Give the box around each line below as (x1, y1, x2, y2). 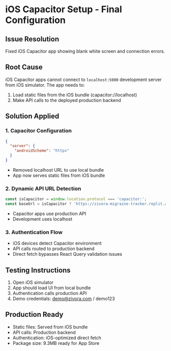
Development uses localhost (12, 215, 73, 222)
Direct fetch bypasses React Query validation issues (12, 251, 122, 257)
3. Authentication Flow (5, 228, 63, 235)
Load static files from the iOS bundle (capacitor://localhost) (12, 92, 137, 98)
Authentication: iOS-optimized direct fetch (12, 335, 102, 341)
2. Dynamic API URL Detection (5, 185, 81, 192)
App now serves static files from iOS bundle (12, 172, 105, 178)
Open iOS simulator (12, 279, 54, 286)
